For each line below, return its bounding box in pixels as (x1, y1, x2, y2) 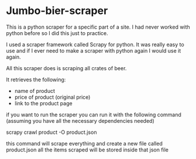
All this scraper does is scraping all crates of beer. (6, 64, 127, 71)
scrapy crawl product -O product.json (6, 129, 97, 136)
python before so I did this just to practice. (6, 29, 108, 36)
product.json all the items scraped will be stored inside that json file (6, 146, 169, 153)
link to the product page (14, 99, 73, 106)
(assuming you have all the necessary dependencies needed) (6, 117, 155, 124)
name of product (14, 87, 56, 94)
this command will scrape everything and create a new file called (6, 140, 163, 147)
